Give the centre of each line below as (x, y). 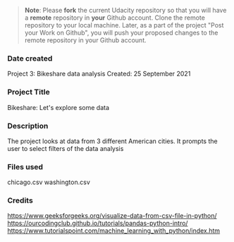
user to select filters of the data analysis (66, 148)
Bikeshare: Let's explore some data (58, 107)
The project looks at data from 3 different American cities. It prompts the (112, 141)
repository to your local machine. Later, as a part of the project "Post (124, 25)
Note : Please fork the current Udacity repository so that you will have (125, 10)
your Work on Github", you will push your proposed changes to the (121, 32)
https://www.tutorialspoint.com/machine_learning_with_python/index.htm (114, 231)
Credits (20, 200)
